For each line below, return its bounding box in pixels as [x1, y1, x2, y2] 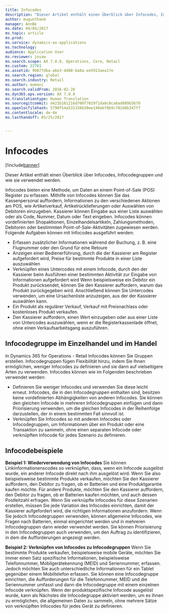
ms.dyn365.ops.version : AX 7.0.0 [5, 92, 75, 97]
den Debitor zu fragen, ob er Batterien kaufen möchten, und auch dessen [5, 492, 157, 498]
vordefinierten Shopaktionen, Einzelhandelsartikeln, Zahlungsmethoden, [5, 219, 155, 225]
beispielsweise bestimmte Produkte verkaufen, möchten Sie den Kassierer [5, 476, 159, 482]
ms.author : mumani [5, 82, 44, 87]
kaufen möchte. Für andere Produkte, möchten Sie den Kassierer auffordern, [5, 486, 164, 493]
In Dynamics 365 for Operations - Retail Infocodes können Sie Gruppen [5, 353, 153, 359]
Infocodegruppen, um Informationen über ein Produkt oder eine [12, 421, 144, 427]
